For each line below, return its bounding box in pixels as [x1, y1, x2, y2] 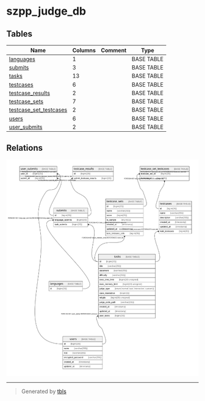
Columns [72, 46, 96, 54]
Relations [6, 142, 43, 153]
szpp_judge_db [6, 4, 87, 18]
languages [9, 55, 35, 62]
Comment [101, 46, 127, 54]
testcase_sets [9, 98, 44, 105]
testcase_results [9, 89, 51, 96]
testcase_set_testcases [9, 106, 68, 114]
